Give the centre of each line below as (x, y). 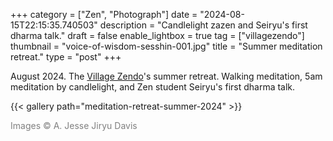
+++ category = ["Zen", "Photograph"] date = (104, 14)
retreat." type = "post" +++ (66, 57)
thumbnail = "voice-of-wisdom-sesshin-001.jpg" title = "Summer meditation (166, 46)
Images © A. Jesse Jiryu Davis (74, 125)
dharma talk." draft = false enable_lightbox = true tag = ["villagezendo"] (157, 35)
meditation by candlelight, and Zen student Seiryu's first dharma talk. (153, 87)
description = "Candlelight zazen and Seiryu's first (203, 25)
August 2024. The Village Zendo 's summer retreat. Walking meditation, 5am (166, 76)
